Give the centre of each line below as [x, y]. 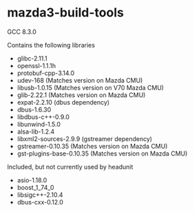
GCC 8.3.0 [22, 32]
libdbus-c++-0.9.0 [43, 117]
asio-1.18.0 [32, 180]
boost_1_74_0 [35, 187]
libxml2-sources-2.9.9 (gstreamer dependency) [85, 138]
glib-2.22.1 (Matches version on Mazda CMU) [81, 95]
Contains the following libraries [51, 45]
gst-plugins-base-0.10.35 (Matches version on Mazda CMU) [102, 153]
